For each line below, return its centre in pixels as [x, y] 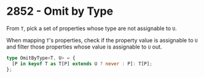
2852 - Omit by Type [60, 11]
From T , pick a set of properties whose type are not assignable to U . [92, 28]
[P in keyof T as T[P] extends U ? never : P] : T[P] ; [82, 64]
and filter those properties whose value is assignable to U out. [84, 47]
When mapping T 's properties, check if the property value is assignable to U [102, 40]
